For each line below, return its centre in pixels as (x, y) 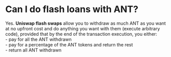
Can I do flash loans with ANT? (72, 9)
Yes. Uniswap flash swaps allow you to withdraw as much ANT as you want (86, 23)
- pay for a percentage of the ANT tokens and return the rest (69, 44)
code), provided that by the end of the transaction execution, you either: (81, 34)
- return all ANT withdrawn (34, 50)
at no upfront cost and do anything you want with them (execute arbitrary (83, 28)
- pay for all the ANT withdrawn (38, 39)
